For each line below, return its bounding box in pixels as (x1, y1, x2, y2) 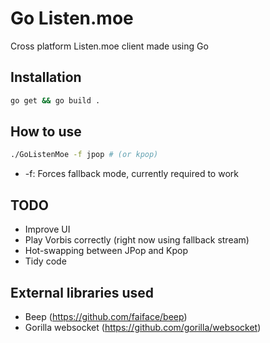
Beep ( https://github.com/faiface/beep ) (24, 310, 188, 322)
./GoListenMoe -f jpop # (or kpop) (10, 150, 159, 160)
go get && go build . (10, 95, 101, 106)
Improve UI (24, 223, 71, 236)
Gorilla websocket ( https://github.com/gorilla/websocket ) (24, 321, 262, 333)
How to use (10, 123, 82, 141)
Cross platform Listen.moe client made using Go (10, 40, 209, 52)
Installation (10, 69, 82, 86)
